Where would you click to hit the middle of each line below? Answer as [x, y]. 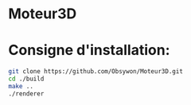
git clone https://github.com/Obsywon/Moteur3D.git [95, 72]
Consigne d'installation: [89, 51]
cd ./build [26, 79]
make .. [21, 86]
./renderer [26, 93]
